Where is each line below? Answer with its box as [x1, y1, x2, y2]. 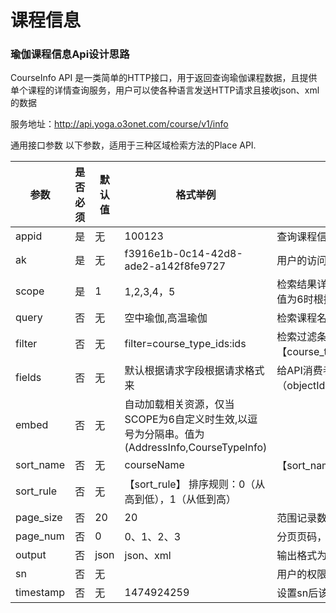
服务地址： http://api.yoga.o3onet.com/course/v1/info [10, 118, 229, 130]
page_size [15, 511, 63, 525]
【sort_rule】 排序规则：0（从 [124, 477, 266, 491]
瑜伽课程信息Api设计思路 [10, 47, 130, 61]
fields [15, 371, 42, 385]
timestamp [15, 586, 66, 600]
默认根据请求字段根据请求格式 [124, 364, 265, 378]
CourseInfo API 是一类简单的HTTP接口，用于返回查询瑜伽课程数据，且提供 [10, 72, 318, 84]
